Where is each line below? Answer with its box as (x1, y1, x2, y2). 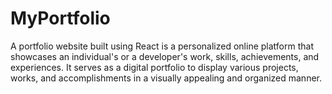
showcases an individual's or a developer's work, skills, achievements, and (10, 50, 320, 62)
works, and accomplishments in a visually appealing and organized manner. (10, 72, 323, 84)
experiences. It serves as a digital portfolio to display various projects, (10, 61, 299, 73)
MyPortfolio (10, 7, 111, 30)
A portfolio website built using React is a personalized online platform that (10, 40, 314, 52)
